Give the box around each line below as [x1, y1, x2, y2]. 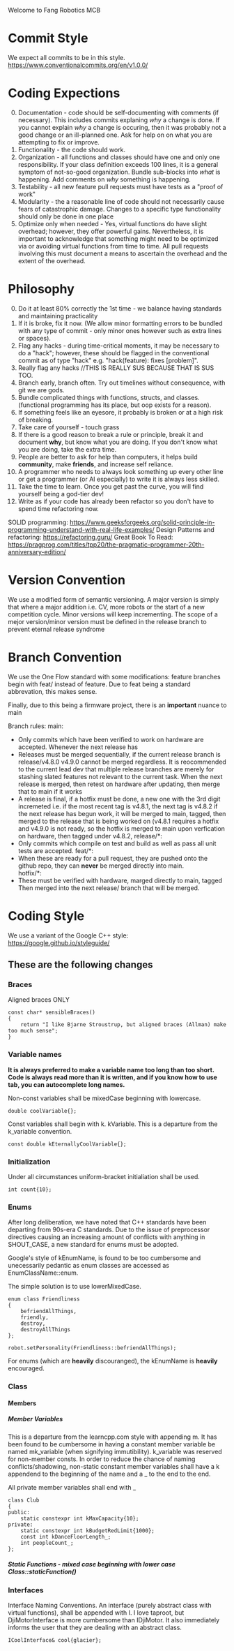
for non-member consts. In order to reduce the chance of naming [8, 1455, 196, 1463]
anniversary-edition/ [8, 547, 67, 556]
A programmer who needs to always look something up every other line [17, 467, 224, 475]
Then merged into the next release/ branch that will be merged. [17, 883, 200, 892]
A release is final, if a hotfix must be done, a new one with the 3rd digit [17, 794, 221, 803]
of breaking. [17, 415, 54, 424]
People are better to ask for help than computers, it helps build [17, 452, 198, 461]
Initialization [8, 1157, 51, 1167]
